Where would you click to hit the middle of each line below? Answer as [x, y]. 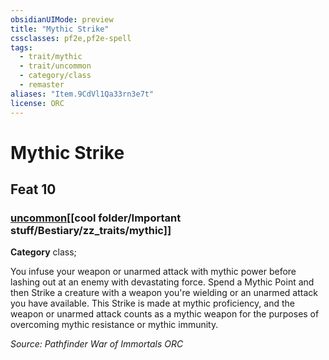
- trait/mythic [51, 57]
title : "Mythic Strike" [60, 29]
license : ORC [37, 103]
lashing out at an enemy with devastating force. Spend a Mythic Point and [162, 282]
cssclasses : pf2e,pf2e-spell [71, 38]
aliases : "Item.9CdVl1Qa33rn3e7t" [82, 94]
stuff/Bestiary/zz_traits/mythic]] [91, 230]
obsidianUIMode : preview [62, 19]
